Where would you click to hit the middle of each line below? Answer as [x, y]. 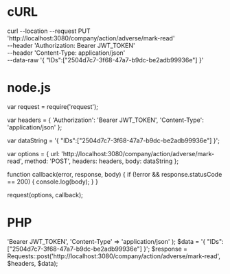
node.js [29, 88]
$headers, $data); [33, 263]
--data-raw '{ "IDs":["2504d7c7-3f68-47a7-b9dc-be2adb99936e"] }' [105, 60]
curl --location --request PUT [49, 31]
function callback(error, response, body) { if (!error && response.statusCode [115, 174]
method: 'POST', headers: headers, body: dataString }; [102, 161]
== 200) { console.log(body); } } [53, 182]
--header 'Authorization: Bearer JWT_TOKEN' [71, 45]
